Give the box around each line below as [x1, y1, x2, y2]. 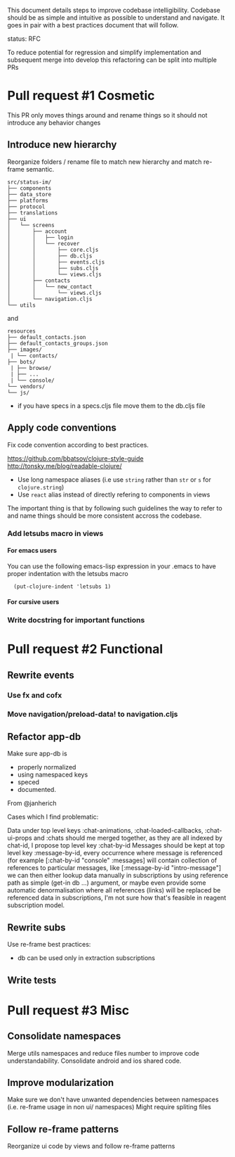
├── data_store [7, 191, 52, 198]
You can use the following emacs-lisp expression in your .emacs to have [7, 562, 216, 570]
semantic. [25, 165, 55, 173]
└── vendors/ [7, 383, 46, 390]
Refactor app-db [7, 731, 81, 743]
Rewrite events [7, 669, 75, 681]
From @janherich [7, 799, 58, 807]
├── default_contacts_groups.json [7, 340, 109, 347]
